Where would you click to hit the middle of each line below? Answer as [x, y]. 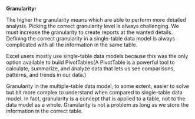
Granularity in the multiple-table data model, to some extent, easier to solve [98, 86]
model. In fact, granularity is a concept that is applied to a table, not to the [96, 98]
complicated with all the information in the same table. [72, 45]
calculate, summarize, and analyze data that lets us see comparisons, [90, 69]
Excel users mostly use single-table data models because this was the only [97, 56]
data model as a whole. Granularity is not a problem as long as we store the [97, 105]
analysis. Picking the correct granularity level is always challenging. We [93, 26]
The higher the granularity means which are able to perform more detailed [96, 20]
